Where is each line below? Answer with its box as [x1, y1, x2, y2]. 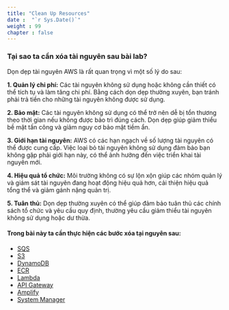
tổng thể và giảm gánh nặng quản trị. [7, 185, 111, 194]
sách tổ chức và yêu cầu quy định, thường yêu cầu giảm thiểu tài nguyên [7, 206, 212, 214]
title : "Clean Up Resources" [7, 10, 90, 17]
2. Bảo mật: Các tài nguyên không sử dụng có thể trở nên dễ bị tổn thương [7, 108, 217, 116]
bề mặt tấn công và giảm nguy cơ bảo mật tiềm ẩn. [7, 122, 150, 131]
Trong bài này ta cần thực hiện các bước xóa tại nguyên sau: [7, 229, 181, 237]
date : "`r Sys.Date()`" [7, 16, 81, 23]
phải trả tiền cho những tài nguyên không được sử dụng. [7, 95, 165, 103]
